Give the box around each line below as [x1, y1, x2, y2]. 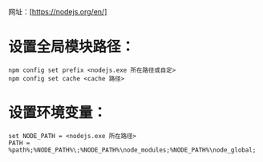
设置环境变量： [8, 104, 107, 122]
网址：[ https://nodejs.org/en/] [8, 7, 107, 16]
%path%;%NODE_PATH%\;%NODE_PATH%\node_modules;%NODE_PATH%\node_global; [8, 146, 257, 154]
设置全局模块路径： [8, 38, 136, 56]
